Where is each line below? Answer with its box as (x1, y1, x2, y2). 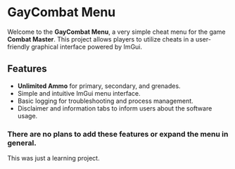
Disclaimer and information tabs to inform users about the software (17, 104, 212, 113)
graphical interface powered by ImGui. (31, 42, 143, 51)
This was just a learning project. (7, 154, 100, 163)
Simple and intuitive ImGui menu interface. (17, 89, 141, 97)
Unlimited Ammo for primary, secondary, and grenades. (17, 82, 181, 90)
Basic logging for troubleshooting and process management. (17, 96, 193, 105)
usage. (17, 111, 38, 120)
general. (7, 138, 37, 148)
